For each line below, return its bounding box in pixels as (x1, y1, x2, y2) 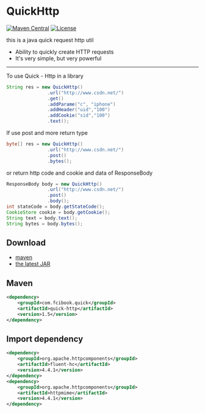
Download (6, 237, 46, 248)
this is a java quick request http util (6, 36, 94, 43)
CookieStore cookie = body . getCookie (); (6, 209, 111, 215)
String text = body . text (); (6, 215, 78, 221)
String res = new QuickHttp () (6, 84, 84, 90)
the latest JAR (15, 260, 51, 268)
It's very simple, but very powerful (15, 54, 102, 62)
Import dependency (6, 334, 84, 344)
